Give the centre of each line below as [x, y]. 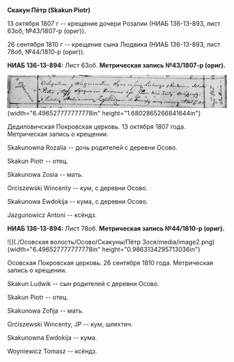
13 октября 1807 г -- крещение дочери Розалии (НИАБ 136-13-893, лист [114, 23]
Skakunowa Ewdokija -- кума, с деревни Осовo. [78, 202]
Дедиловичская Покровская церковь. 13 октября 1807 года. [96, 127]
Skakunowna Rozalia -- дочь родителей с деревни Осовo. [92, 148]
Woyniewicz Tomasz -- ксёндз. [52, 352]
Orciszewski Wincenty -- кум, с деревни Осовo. [78, 188]
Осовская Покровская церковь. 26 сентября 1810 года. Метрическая [110, 263]
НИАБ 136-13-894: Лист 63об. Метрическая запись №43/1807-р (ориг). [117, 65]
